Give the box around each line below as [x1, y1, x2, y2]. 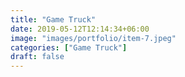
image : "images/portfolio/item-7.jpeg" [10, 33, 177, 43]
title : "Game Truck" [10, 14, 97, 25]
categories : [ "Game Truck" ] [10, 42, 128, 53]
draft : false [10, 52, 65, 62]
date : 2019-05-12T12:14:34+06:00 [10, 24, 150, 34]
